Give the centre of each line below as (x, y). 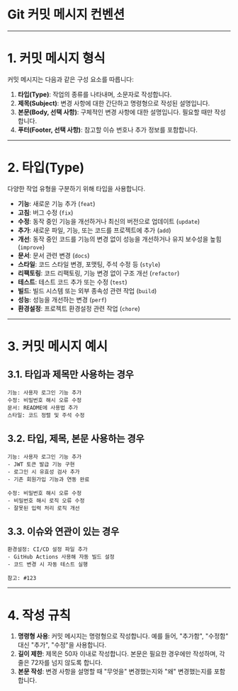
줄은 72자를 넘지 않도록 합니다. (60, 663)
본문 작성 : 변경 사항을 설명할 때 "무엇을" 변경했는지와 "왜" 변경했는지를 (115, 672)
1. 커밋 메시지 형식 (56, 58)
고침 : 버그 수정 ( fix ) (45, 212)
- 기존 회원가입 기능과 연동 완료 (49, 479)
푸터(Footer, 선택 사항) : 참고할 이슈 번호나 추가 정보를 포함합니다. (108, 130)
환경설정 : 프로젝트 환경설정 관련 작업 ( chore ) (79, 308)
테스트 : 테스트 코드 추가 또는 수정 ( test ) (72, 282)
